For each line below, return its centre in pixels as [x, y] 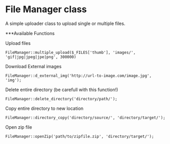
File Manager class [46, 9]
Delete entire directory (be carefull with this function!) [62, 90]
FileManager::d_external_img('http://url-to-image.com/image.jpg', [79, 76]
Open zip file [19, 127]
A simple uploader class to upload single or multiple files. [65, 23]
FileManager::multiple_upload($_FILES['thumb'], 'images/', [71, 52]
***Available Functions [30, 33]
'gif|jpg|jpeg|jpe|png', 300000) [41, 57]
